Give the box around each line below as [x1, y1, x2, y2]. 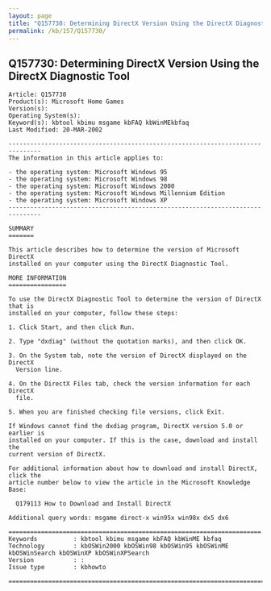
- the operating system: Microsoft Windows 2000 [8, 182, 175, 190]
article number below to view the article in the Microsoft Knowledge [8, 479, 251, 487]
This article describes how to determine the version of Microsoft [8, 246, 240, 254]
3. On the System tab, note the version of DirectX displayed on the [8, 352, 248, 360]
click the [8, 472, 42, 480]
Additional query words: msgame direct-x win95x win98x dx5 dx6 [8, 514, 229, 522]
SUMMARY [8, 225, 35, 233]
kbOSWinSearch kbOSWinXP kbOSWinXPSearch [8, 549, 150, 557]
